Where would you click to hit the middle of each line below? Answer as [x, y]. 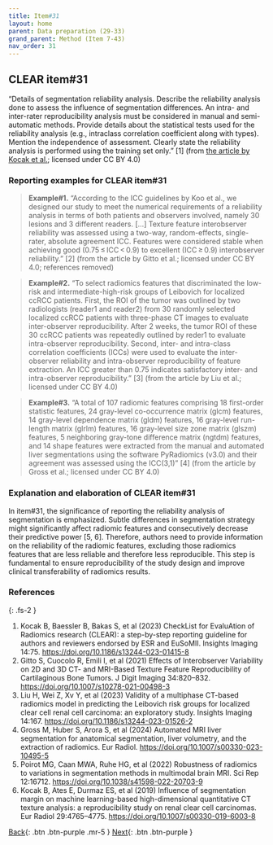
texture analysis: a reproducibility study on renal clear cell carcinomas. [139, 808]
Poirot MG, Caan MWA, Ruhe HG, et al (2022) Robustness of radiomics [139, 764]
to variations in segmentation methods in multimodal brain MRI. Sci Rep [139, 773]
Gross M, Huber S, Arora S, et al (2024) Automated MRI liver [121, 729]
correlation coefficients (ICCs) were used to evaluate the [123, 352]
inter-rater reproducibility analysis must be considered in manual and [124, 116]
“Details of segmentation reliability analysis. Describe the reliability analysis [135, 99]
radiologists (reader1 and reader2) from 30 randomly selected [132, 309]
